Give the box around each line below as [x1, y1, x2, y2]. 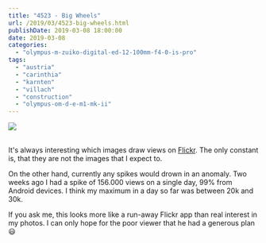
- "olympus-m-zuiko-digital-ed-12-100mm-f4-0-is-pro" [15, 48, 197, 56]
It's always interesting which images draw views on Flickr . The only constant [8, 145, 259, 155]
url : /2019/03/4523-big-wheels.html [8, 19, 129, 27]
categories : [8, 41, 48, 49]
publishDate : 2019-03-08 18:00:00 [8, 26, 123, 34]
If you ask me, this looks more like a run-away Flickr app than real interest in [8, 210, 258, 219]
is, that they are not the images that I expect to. [8, 154, 163, 164]
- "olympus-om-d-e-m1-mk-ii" [15, 100, 112, 108]
